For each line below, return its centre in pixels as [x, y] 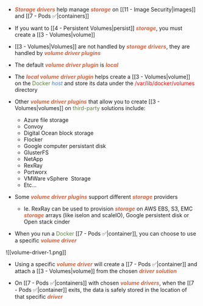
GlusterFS [36, 152]
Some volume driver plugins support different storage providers [96, 197]
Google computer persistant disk [65, 146]
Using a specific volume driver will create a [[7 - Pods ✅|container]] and [106, 264]
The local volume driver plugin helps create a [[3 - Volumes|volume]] [102, 77]
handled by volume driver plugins [58, 53]
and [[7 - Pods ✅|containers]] [52, 16]
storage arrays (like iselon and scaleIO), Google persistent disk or [106, 215]
